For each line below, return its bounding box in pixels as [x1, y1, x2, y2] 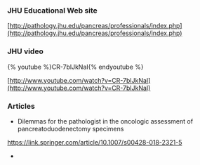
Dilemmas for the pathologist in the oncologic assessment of [17, 117, 194, 125]
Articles [7, 101, 35, 111]
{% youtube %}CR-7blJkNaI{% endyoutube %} [7, 62, 144, 71]
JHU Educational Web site [7, 6, 98, 15]
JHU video [7, 46, 44, 56]
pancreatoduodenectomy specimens [17, 124, 124, 133]
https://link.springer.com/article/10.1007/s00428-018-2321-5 [7, 138, 182, 146]
